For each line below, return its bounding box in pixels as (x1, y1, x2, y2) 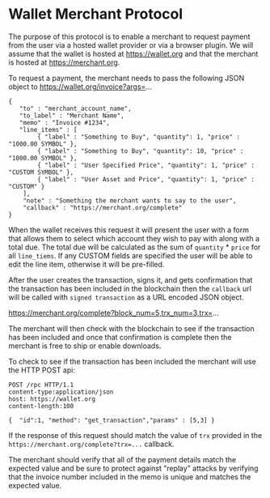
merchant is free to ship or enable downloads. (8, 341, 162, 351)
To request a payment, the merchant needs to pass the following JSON (8, 73, 245, 83)
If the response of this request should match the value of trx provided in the (8, 430, 263, 440)
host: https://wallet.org (8, 394, 95, 403)
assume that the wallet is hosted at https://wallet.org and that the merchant (8, 49, 259, 58)
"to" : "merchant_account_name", (19, 104, 132, 113)
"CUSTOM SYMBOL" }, (8, 168, 74, 177)
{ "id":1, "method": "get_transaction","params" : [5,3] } (8, 416, 216, 424)
